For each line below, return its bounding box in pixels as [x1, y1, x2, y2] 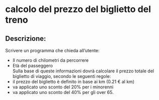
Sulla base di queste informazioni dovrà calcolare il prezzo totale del [12, 68, 154, 74]
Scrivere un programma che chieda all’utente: [5, 48, 100, 53]
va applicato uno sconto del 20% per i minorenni [12, 84, 114, 90]
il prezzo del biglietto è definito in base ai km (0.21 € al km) [12, 79, 135, 84]
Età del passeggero [12, 63, 53, 68]
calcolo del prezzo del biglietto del [5, 4, 151, 15]
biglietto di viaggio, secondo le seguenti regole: [12, 73, 111, 79]
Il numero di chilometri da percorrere [12, 57, 89, 63]
